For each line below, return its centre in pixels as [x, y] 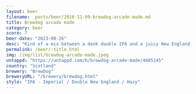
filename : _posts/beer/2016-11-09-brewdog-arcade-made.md [78, 17]
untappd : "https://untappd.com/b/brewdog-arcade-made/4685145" [85, 60]
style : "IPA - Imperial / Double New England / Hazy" [73, 82]
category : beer [25, 28]
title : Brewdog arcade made [40, 22]
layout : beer [22, 11]
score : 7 [17, 33]
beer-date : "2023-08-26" [36, 39]
